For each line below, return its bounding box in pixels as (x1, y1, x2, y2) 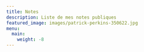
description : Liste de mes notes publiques (6, 14, 117, 20)
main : (11, 31, 26, 37)
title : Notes (6, 8, 39, 15)
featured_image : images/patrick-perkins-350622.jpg (6, 20, 138, 26)
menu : (6, 25, 20, 32)
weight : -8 (17, 36, 44, 42)
